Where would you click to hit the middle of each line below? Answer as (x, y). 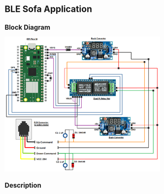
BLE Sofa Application (48, 9)
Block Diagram (27, 27)
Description (23, 185)
